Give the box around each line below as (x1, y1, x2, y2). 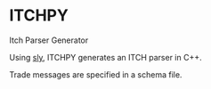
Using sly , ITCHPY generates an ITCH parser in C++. (9, 52, 202, 62)
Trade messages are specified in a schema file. (9, 69, 183, 80)
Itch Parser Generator (9, 35, 89, 45)
